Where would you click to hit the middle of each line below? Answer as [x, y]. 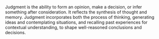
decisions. [16, 32]
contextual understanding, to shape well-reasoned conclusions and [73, 27]
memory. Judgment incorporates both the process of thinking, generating [80, 17]
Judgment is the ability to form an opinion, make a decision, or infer [74, 7]
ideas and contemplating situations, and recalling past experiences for [76, 22]
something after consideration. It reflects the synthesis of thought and [76, 12]
